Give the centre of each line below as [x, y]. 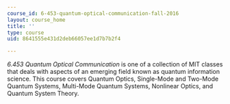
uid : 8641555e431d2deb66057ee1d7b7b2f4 [64, 39]
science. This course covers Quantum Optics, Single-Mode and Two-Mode [113, 79]
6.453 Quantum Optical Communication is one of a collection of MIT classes [115, 64]
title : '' [21, 26]
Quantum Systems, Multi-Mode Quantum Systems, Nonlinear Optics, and [110, 86]
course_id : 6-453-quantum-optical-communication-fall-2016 [93, 13]
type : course [26, 32]
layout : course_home [37, 20]
